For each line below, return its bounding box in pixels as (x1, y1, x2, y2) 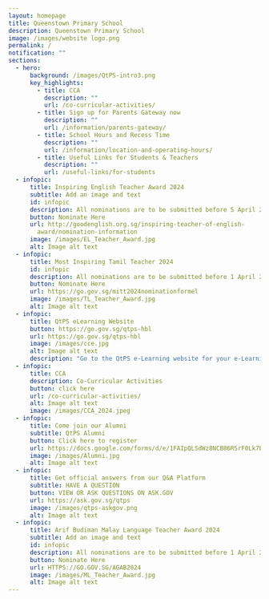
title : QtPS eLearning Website (29, 318, 134, 326)
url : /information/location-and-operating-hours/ (43, 146, 214, 154)
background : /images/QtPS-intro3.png (29, 71, 156, 79)
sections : (8, 57, 42, 65)
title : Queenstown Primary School (8, 19, 124, 27)
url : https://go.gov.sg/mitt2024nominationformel (29, 288, 199, 296)
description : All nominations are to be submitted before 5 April (29, 205, 256, 213)
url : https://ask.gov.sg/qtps (29, 496, 130, 504)
